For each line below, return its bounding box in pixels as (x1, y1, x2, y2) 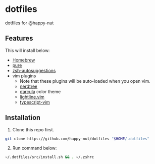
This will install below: (5, 47, 50, 53)
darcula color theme (19, 88, 61, 95)
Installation (5, 113, 41, 122)
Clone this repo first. (12, 126, 54, 132)
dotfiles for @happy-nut (5, 20, 54, 26)
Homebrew (12, 57, 35, 63)
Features (5, 34, 33, 43)
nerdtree (19, 83, 38, 89)
